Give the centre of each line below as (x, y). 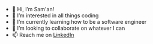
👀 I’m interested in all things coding (55, 15)
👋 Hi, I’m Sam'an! (33, 9)
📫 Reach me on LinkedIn (43, 35)
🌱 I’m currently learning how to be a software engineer (79, 22)
